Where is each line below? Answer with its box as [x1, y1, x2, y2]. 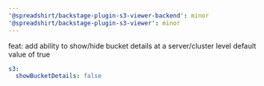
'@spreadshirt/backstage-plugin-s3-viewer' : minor [8, 19, 181, 27]
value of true [8, 49, 50, 59]
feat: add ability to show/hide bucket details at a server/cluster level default [8, 41, 257, 50]
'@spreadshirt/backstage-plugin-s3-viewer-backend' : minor [8, 11, 210, 20]
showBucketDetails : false [15, 72, 102, 80]
